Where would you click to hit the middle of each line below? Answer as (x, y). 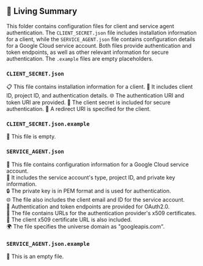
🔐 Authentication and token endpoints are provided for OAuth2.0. (88, 207)
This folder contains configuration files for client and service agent (90, 26)
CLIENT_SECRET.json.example (48, 124)
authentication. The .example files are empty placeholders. (80, 58)
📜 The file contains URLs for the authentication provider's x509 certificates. (102, 213)
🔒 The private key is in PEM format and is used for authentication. (89, 191)
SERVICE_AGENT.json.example (48, 244)
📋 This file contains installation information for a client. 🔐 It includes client (100, 87)
